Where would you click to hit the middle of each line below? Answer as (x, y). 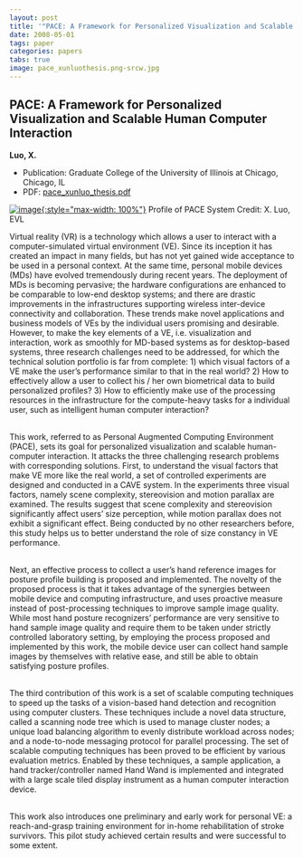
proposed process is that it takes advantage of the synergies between (140, 588)
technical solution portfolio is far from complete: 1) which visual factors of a (150, 361)
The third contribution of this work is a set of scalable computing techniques (151, 692)
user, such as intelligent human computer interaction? (109, 409)
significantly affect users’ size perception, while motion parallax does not (146, 513)
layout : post (34, 18)
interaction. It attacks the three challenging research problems (163, 456)
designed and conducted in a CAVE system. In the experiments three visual (149, 484)
